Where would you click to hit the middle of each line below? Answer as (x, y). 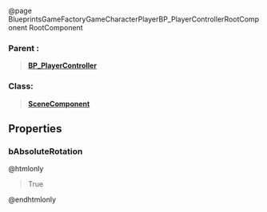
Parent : (24, 48)
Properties (35, 129)
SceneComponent (59, 104)
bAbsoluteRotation (46, 151)
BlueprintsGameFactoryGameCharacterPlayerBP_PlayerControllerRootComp (134, 19)
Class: (21, 86)
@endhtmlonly (32, 200)
